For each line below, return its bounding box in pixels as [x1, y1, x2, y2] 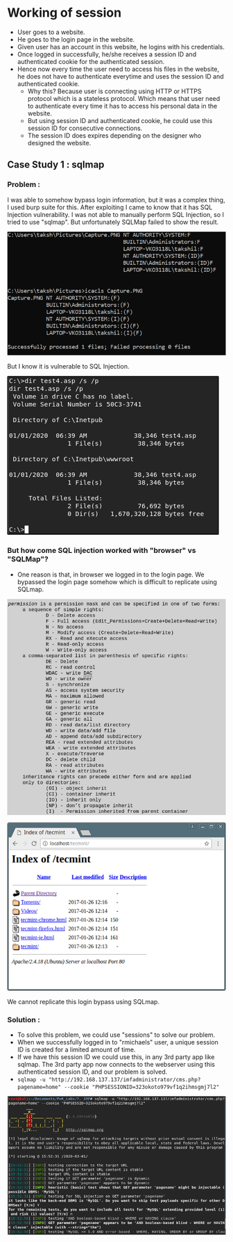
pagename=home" [17, 1083, 62, 1091]
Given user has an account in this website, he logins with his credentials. [17, 42, 225, 51]
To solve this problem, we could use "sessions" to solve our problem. [17, 1031, 216, 1039]
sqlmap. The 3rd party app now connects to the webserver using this [17, 1060, 215, 1069]
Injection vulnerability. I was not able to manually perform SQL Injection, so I [7, 210, 224, 218]
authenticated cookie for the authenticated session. [17, 57, 165, 65]
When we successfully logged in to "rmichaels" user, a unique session [17, 1038, 218, 1047]
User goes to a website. [17, 28, 85, 36]
